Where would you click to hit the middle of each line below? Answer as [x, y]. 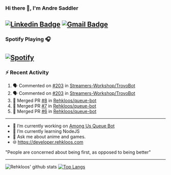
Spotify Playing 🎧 [28, 39]
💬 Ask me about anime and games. [49, 136]
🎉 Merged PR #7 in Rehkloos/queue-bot [54, 106]
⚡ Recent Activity [27, 72]
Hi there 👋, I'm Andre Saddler [42, 8]
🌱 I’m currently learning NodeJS [46, 131]
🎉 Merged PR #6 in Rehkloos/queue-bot [54, 111]
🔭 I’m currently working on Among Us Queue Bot [64, 126]
